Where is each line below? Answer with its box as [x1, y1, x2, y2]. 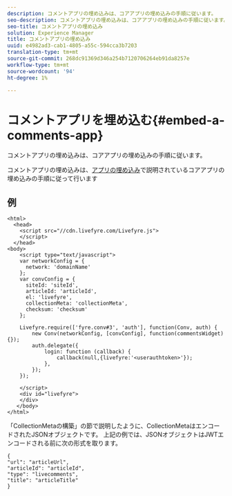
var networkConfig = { [19, 258, 85, 265]
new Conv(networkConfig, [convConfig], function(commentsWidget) [32, 330, 224, 337]
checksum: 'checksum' [25, 306, 88, 313]
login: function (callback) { [43, 348, 131, 356]
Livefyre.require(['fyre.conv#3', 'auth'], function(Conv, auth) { [19, 324, 217, 332]
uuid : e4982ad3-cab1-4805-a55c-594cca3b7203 [7, 42, 137, 49]
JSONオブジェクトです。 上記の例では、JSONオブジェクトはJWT [30, 430, 218, 439]
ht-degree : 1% [7, 74, 48, 82]
